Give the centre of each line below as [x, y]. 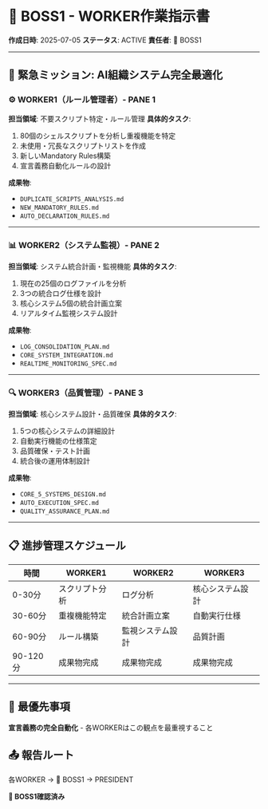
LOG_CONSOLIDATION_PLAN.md [65, 347]
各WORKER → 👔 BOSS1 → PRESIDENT [71, 779]
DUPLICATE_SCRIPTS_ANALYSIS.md [72, 199]
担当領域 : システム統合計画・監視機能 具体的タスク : [93, 266]
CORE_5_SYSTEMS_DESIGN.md [63, 495]
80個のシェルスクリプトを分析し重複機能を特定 [98, 136]
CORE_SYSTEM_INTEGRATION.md [66, 355]
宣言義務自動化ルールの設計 [65, 165]
